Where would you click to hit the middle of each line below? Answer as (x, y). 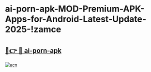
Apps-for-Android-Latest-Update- (76, 19)
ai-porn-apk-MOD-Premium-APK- (75, 9)
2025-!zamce (33, 29)
